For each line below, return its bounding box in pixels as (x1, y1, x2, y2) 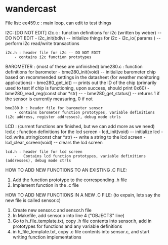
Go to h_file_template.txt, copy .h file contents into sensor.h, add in (12, 218, 152, 224)
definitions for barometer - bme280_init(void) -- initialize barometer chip (5, 69, 156, 75)
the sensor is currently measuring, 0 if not (5, 96, 93, 102)
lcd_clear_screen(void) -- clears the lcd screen (5, 139, 103, 145)
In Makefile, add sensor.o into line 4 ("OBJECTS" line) (12, 212, 125, 218)
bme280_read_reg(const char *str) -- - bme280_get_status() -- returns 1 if (5, 90, 160, 96)
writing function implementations (12, 234, 82, 240)
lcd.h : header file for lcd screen (5, 149, 82, 154)
